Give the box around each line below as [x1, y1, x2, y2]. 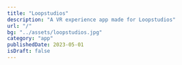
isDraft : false [7, 48, 51, 55]
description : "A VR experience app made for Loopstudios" [7, 16, 176, 23]
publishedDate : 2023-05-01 [7, 41, 84, 48]
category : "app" [7, 35, 53, 42]
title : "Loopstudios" [7, 9, 69, 17]
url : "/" [7, 22, 32, 29]
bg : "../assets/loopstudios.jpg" [7, 28, 103, 36]
